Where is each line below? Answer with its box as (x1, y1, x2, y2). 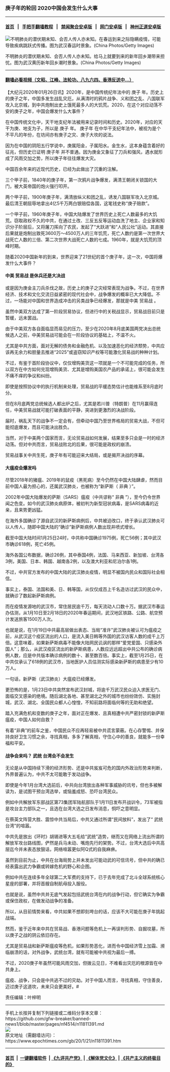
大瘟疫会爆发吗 (5, 464, 36, 471)
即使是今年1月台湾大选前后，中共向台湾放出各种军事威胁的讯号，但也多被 (5, 782, 158, 788)
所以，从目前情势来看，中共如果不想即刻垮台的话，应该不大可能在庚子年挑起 (5, 909, 165, 915)
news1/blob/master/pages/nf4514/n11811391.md (5, 1021, 105, 1027)
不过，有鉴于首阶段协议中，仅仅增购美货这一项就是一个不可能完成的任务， (5, 360, 160, 366)
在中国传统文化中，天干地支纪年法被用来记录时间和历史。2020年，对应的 (5, 118, 158, 125)
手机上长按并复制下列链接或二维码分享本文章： (5, 1010, 103, 1016)
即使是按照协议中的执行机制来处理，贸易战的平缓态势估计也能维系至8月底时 (5, 383, 163, 390)
